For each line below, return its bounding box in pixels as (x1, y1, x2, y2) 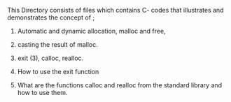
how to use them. (17, 89, 68, 96)
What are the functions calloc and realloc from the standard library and (17, 81, 223, 89)
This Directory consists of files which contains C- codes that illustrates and (7, 6, 224, 14)
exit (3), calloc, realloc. (17, 54, 84, 62)
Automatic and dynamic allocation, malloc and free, (17, 27, 166, 35)
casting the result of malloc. (17, 41, 98, 48)
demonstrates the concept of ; (7, 13, 95, 22)
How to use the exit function (17, 68, 99, 75)
